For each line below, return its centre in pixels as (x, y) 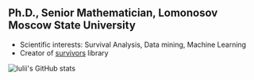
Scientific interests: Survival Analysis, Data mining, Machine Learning (133, 44)
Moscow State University (72, 26)
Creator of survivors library (64, 53)
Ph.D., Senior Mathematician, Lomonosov (113, 13)
